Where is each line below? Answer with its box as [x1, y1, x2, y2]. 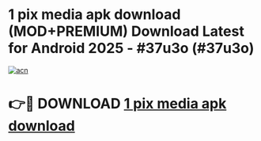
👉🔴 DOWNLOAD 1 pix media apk [8, 95, 227, 112]
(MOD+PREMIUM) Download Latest [8, 22, 245, 40]
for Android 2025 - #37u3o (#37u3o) [8, 40, 255, 57]
